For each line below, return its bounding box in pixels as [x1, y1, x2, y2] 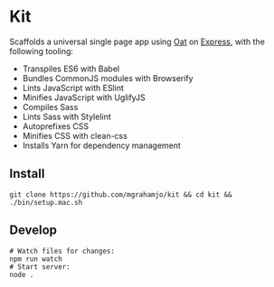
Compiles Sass [22, 101, 79, 112]
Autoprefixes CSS [22, 120, 89, 132]
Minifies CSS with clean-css [22, 130, 128, 141]
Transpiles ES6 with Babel [22, 63, 120, 74]
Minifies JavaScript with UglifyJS [22, 92, 146, 103]
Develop [9, 223, 57, 238]
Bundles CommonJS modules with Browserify [22, 72, 194, 83]
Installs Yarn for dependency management [22, 140, 181, 151]
